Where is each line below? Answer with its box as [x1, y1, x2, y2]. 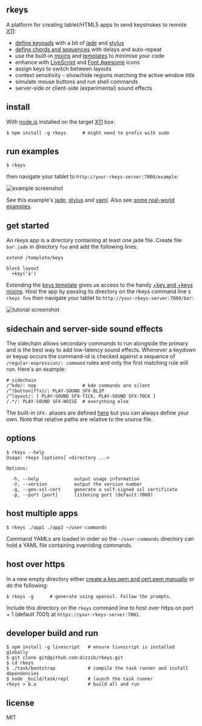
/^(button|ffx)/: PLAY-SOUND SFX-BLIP [6, 388, 104, 394]
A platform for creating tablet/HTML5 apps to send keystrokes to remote [6, 21, 187, 28]
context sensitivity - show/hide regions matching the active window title [15, 71, 195, 78]
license [6, 697, 35, 708]
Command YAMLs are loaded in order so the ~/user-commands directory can [6, 535, 194, 542]
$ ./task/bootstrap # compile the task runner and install [6, 665, 189, 671]
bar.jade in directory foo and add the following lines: [6, 243, 138, 251]
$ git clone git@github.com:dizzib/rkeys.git [6, 655, 123, 661]
